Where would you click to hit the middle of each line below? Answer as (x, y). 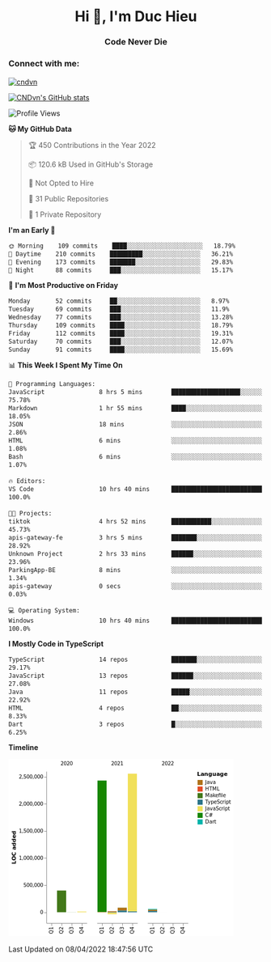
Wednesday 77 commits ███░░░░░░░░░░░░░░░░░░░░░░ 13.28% (121, 318)
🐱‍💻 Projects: (30, 514)
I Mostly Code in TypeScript (56, 644)
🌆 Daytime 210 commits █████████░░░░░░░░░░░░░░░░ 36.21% (121, 254)
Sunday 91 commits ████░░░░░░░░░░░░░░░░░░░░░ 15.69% (121, 350)
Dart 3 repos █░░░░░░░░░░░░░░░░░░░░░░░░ (135, 725)
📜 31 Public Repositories (68, 199)
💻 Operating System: (44, 611)
